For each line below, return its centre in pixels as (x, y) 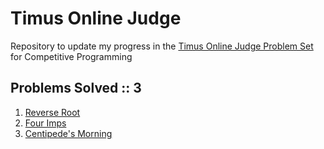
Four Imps (45, 123)
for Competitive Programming (71, 56)
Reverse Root (52, 112)
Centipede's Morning (68, 133)
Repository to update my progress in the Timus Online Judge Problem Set (162, 46)
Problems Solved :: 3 (76, 88)
